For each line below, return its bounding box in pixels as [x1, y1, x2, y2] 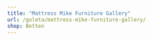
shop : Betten [7, 22, 45, 29]
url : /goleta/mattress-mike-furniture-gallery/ [7, 16, 147, 23]
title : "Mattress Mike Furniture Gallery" [7, 9, 131, 17]
